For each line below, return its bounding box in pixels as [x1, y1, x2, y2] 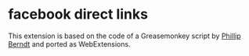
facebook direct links [8, 5, 149, 23]
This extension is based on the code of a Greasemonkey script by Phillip [8, 31, 241, 40]
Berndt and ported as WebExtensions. [8, 39, 131, 48]
